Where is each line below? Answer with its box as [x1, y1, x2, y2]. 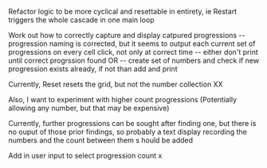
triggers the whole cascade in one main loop [8, 15, 155, 25]
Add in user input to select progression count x [8, 151, 163, 160]
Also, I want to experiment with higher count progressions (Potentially [8, 95, 238, 104]
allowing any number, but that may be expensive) [8, 103, 170, 113]
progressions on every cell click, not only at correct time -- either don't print [8, 48, 259, 56]
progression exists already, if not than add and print [8, 64, 178, 74]
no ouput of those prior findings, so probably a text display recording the [8, 127, 247, 136]
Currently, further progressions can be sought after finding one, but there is [8, 119, 257, 128]
